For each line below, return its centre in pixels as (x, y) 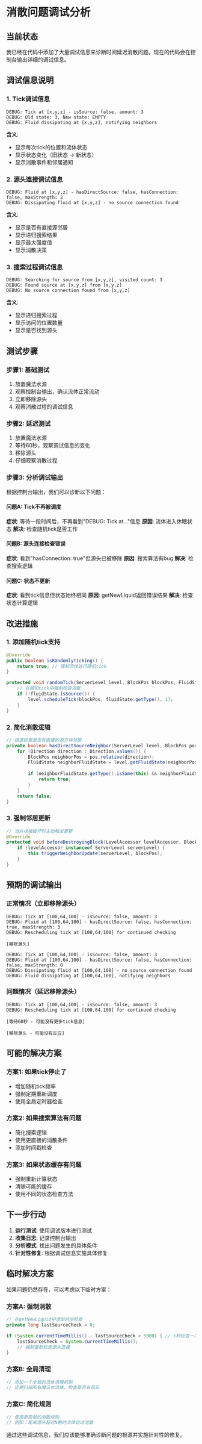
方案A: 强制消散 (29, 1306)
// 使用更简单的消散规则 (33, 1417)
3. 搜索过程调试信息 (35, 267)
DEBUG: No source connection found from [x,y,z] (68, 291)
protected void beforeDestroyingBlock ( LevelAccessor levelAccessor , (94, 842)
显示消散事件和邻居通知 (44, 162)
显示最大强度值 (33, 242)
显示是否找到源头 (36, 330)
